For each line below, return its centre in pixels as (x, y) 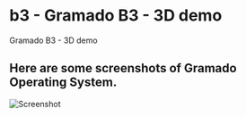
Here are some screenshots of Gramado (123, 68)
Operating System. (63, 83)
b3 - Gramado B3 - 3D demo (116, 16)
